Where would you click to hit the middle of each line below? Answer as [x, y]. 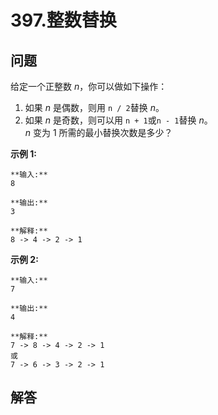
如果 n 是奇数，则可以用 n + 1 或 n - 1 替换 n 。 [118, 120]
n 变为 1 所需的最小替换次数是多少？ [98, 132]
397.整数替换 [63, 20]
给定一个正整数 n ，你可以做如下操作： [89, 86]
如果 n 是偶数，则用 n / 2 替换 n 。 [94, 107]
